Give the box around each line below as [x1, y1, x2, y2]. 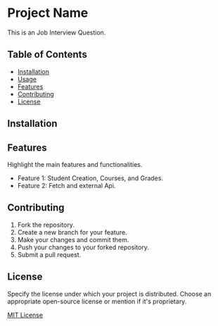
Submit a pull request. [17, 250, 82, 258]
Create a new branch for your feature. [17, 227, 128, 237]
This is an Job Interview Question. [7, 28, 106, 37]
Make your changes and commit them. [17, 235, 129, 244]
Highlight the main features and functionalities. [7, 160, 143, 168]
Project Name [7, 5, 89, 21]
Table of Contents [7, 49, 88, 61]
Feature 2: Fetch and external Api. [17, 181, 116, 189]
